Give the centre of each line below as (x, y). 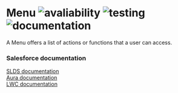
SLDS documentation (33, 71)
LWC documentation (32, 84)
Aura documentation (32, 78)
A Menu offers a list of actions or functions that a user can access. (89, 42)
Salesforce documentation (46, 58)
